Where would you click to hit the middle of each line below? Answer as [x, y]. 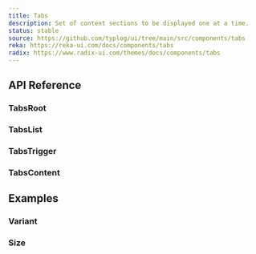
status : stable [34, 30]
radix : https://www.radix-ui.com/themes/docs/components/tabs [114, 53]
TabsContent [34, 173]
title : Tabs [28, 16]
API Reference [45, 85]
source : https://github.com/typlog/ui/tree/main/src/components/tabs [127, 38]
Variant [23, 221]
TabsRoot [27, 108]
